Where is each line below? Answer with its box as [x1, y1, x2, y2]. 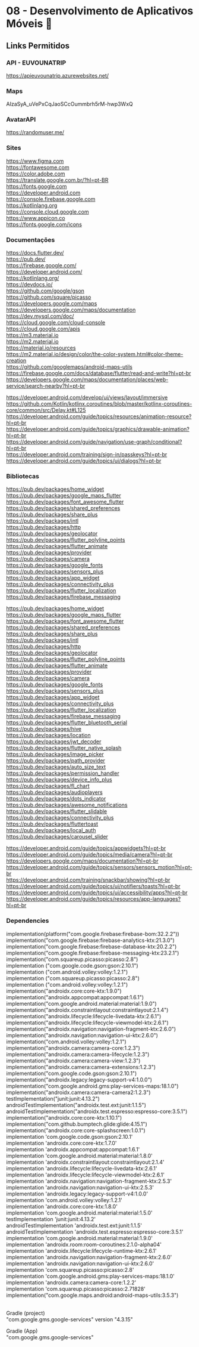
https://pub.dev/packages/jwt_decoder [6, 738, 102, 745]
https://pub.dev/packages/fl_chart [6, 783, 90, 790]
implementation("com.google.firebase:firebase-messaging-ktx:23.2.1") [6, 949, 179, 956]
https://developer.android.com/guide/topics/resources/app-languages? [6, 895, 181, 903]
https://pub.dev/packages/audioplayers [6, 789, 103, 796]
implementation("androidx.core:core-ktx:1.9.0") [6, 987, 122, 994]
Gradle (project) [6, 1309, 45, 1317]
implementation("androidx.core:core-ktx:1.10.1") [6, 1114, 122, 1121]
